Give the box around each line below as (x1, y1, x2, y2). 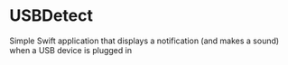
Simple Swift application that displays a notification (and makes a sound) (9, 35, 280, 46)
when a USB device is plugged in (9, 44, 133, 55)
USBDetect (9, 5, 93, 26)
